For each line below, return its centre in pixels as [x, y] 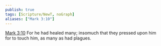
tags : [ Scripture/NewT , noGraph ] [40, 14]
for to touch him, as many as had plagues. [48, 38]
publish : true [20, 10]
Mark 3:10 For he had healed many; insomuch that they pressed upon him [81, 33]
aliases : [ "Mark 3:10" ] [30, 19]
